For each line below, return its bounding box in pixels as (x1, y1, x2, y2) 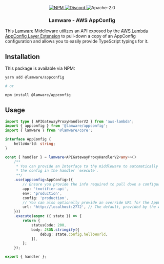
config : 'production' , (22, 195, 69, 201)
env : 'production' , (22, 191, 62, 196)
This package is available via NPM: (5, 65, 75, 71)
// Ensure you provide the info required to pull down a (22, 182, 141, 187)
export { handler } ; (5, 254, 47, 259)
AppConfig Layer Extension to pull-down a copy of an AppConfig (5, 33, 136, 39)
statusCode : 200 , (31, 223, 67, 227)
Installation (5, 52, 40, 61)
